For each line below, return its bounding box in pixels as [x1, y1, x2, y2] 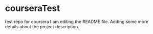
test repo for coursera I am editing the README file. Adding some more [5, 19, 149, 24]
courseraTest [5, 3, 60, 14]
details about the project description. [5, 23, 80, 29]
